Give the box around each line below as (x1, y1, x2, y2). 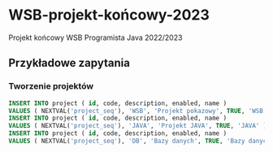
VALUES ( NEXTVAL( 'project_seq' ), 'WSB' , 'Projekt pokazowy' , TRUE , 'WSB (8, 107, 264, 115)
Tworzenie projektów (8, 81, 94, 92)
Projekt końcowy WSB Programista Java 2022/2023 (8, 33, 183, 42)
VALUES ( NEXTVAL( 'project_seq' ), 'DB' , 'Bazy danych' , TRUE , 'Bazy (8, 137, 245, 145)
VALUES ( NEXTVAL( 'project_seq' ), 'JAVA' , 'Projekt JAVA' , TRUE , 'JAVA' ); (8, 122, 271, 130)
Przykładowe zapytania (8, 56, 130, 70)
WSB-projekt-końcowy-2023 (8, 6, 210, 24)
